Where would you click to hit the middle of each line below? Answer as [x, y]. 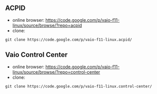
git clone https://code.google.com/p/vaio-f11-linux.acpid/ [69, 40]
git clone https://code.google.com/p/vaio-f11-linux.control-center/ [79, 86]
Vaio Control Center [37, 55]
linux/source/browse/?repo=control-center [56, 72]
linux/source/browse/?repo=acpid [47, 25]
